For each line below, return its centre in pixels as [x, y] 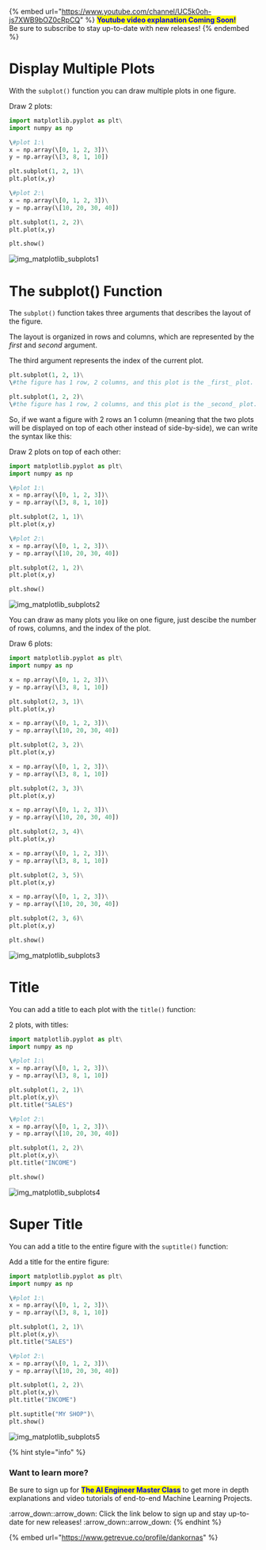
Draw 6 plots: [31, 644]
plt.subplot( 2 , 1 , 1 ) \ [46, 517]
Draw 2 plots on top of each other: [65, 451]
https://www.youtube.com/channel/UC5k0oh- [137, 12]
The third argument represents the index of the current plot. [106, 361]
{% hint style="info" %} [47, 1452]
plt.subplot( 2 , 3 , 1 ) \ [46, 701]
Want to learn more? [49, 1472]
